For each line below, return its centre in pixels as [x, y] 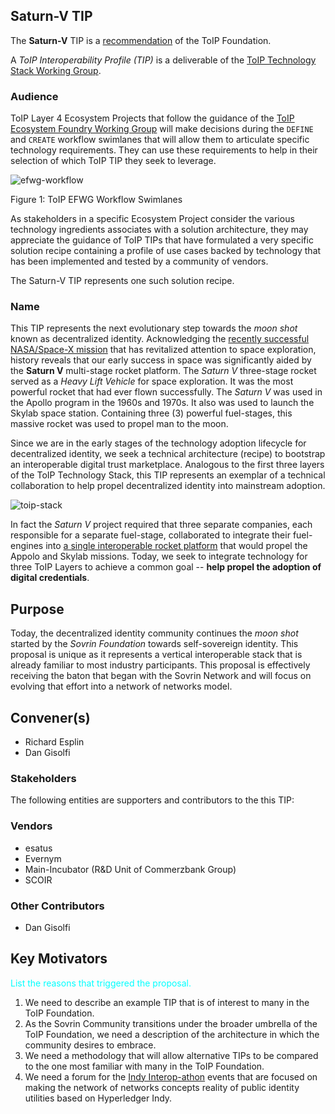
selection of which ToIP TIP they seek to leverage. [113, 161]
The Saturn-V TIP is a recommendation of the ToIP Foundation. [141, 40]
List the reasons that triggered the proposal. [101, 983]
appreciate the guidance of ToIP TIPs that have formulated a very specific [162, 240]
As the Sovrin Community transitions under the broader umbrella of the [171, 1023]
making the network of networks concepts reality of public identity [162, 1087]
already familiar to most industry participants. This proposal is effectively [160, 665]
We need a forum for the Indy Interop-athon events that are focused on [171, 1076]
